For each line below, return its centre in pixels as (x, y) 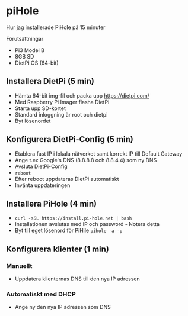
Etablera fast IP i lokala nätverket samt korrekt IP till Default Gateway (98, 154)
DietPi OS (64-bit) (36, 63)
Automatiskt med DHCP (41, 294)
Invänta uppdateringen (42, 185)
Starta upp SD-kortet (40, 108)
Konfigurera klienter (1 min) (58, 249)
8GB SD (24, 56)
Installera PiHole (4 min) (52, 203)
